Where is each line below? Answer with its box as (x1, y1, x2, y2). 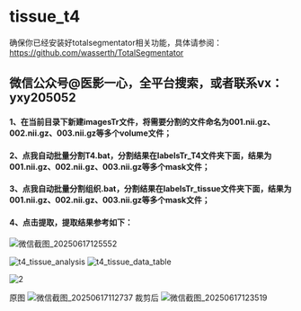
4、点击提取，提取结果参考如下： (9, 217, 133, 227)
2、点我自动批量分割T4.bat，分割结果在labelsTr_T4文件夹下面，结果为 (9, 150, 272, 161)
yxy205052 (9, 90, 76, 105)
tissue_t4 (9, 6, 81, 27)
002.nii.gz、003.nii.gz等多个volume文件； (9, 128, 173, 138)
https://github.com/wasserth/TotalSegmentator (9, 47, 184, 58)
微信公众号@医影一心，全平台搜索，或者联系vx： (9, 76, 284, 91)
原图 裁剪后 (9, 292, 159, 303)
